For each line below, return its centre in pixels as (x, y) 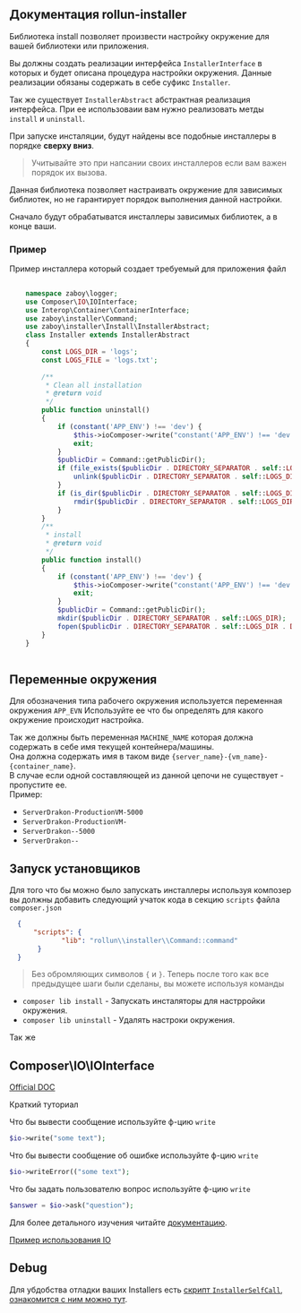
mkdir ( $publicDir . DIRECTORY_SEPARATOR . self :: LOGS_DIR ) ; (172, 618)
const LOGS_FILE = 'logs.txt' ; (100, 360)
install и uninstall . (47, 118)
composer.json (36, 908)
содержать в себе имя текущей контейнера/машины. (112, 747)
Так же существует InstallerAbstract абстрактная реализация (130, 99)
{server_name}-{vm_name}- (220, 757)
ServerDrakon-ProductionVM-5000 (82, 813)
